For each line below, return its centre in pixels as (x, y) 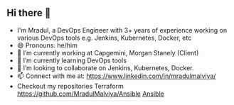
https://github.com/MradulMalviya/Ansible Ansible (90, 94)
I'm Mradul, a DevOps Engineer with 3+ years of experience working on (122, 30)
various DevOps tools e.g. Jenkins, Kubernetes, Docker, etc (104, 38)
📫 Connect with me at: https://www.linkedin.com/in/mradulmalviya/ (116, 76)
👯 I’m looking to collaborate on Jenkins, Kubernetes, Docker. (105, 67)
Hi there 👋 (29, 13)
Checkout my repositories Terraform (70, 86)
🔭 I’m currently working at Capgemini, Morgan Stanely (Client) (108, 52)
